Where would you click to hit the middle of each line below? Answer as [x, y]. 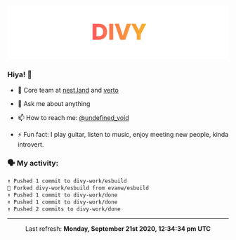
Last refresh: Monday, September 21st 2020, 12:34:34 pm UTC [118, 229]
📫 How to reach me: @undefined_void [73, 117]
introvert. [31, 144]
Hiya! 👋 [20, 74]
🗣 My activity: [33, 163]
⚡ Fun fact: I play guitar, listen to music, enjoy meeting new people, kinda [123, 134]
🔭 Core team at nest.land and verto [68, 90]
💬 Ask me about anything [54, 103]
